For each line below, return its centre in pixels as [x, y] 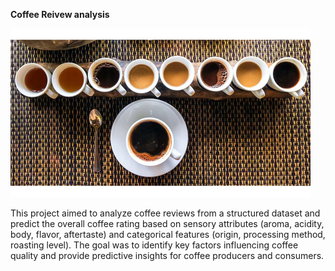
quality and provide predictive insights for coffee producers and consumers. [167, 255]
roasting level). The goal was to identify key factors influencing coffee [154, 245]
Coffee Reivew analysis [60, 14]
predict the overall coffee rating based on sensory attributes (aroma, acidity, [167, 223]
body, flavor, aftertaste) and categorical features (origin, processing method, [168, 234]
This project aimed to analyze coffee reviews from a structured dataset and [165, 213]
